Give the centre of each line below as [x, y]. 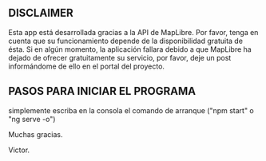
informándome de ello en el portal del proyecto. [87, 66]
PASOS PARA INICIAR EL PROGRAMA [102, 91]
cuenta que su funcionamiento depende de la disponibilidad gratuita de [126, 41]
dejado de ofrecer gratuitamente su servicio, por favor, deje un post [120, 57]
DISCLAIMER [41, 13]
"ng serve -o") [32, 119]
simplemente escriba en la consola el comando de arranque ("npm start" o [131, 110]
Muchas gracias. [36, 134]
